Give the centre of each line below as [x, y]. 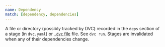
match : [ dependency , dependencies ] [42, 14]
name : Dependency [23, 10]
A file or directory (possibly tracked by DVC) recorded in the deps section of [82, 28]
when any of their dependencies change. [47, 39]
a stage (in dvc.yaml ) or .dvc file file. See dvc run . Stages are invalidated [79, 34]
